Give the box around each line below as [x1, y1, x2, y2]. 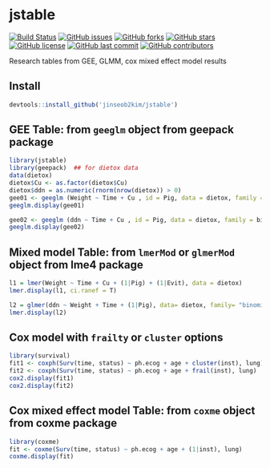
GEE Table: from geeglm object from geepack [9, 123, 235, 137]
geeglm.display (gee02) [9, 223, 85, 232]
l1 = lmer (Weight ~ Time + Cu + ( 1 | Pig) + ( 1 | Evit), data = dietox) [9, 279, 243, 288]
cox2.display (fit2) [9, 381, 75, 389]
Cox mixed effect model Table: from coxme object [9, 404, 256, 418]
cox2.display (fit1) [9, 374, 75, 382]
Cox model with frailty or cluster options [9, 331, 224, 345]
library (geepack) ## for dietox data [9, 164, 139, 172]
